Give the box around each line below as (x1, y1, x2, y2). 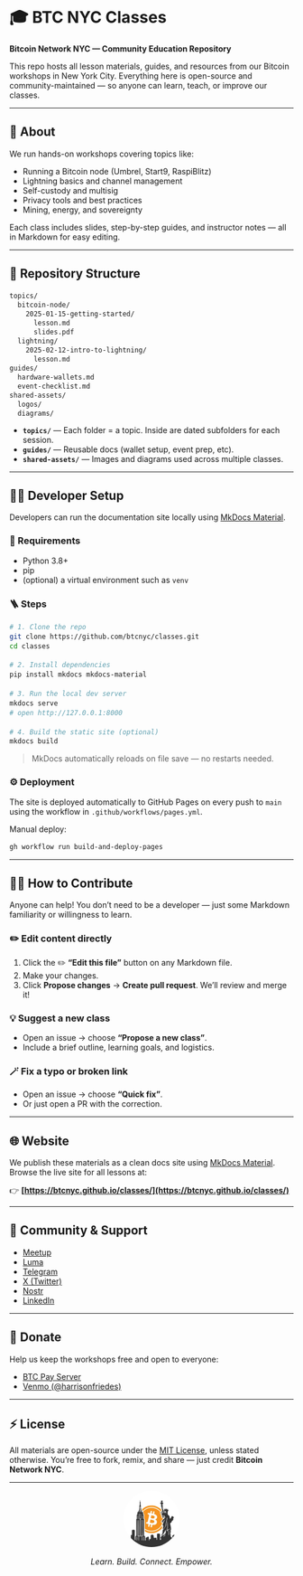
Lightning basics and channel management (22, 175, 183, 186)
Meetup (22, 1247, 52, 1258)
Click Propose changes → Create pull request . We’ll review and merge (22, 979, 287, 990)
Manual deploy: (9, 824, 67, 835)
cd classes (9, 641, 50, 651)
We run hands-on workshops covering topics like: (9, 148, 195, 159)
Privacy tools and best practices (22, 194, 142, 205)
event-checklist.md (17, 382, 91, 391)
